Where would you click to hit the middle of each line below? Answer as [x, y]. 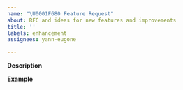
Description [25, 66]
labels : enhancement [37, 33]
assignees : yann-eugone [42, 40]
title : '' [22, 27]
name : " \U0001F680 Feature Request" [60, 14]
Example [20, 79]
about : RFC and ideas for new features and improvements [92, 20]
